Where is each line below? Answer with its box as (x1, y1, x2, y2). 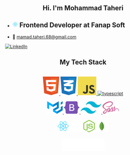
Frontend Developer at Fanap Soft (19, 21, 125, 29)
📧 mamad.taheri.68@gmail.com (12, 34, 77, 40)
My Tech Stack (59, 58, 107, 66)
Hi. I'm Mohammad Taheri (43, 4, 124, 12)
